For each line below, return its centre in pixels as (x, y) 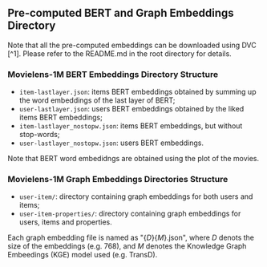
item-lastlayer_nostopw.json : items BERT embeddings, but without (131, 126)
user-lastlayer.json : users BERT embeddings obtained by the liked (131, 109)
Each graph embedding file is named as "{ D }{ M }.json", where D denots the (131, 238)
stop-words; (39, 135)
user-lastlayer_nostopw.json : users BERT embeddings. (111, 143)
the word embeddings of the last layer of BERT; (97, 100)
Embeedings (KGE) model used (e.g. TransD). (83, 255)
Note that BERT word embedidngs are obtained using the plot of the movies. (133, 159)
